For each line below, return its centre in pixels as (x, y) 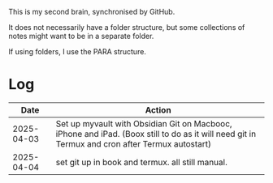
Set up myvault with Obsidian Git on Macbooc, (144, 123)
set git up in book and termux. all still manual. (141, 162)
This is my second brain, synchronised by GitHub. (92, 12)
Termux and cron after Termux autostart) (134, 143)
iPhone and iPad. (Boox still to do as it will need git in (156, 134)
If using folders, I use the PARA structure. (77, 51)
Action (158, 110)
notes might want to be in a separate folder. (81, 36)
